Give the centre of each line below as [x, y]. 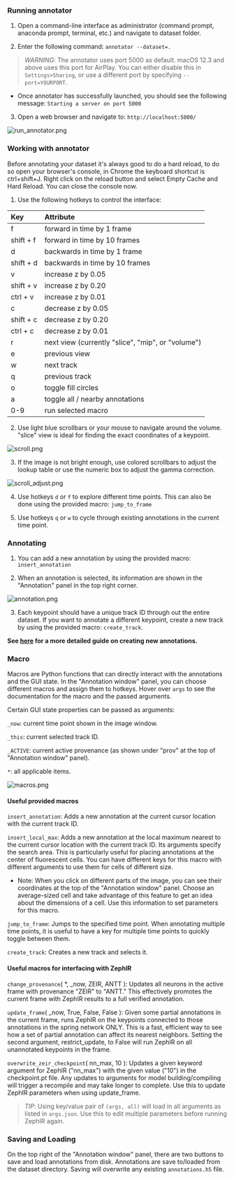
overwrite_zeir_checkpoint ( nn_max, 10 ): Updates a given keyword [105, 1063]
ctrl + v [22, 297]
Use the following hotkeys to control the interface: [89, 199]
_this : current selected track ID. [53, 737]
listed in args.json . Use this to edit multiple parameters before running [125, 1114]
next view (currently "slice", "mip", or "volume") [123, 342]
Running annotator [40, 10]
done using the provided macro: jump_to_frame [85, 504]
